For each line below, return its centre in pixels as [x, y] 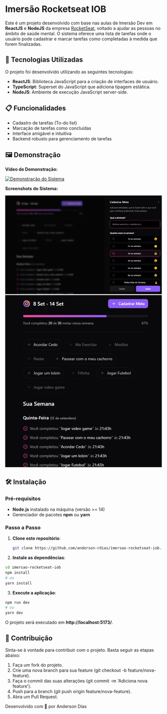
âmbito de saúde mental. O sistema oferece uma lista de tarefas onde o [78, 33]
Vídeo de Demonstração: [32, 169]
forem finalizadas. [24, 44]
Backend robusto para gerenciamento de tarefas [62, 138]
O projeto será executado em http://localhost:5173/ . [59, 622]
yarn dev [14, 613]
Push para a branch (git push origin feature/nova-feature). [72, 692]
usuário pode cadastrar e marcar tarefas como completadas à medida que [81, 39]
